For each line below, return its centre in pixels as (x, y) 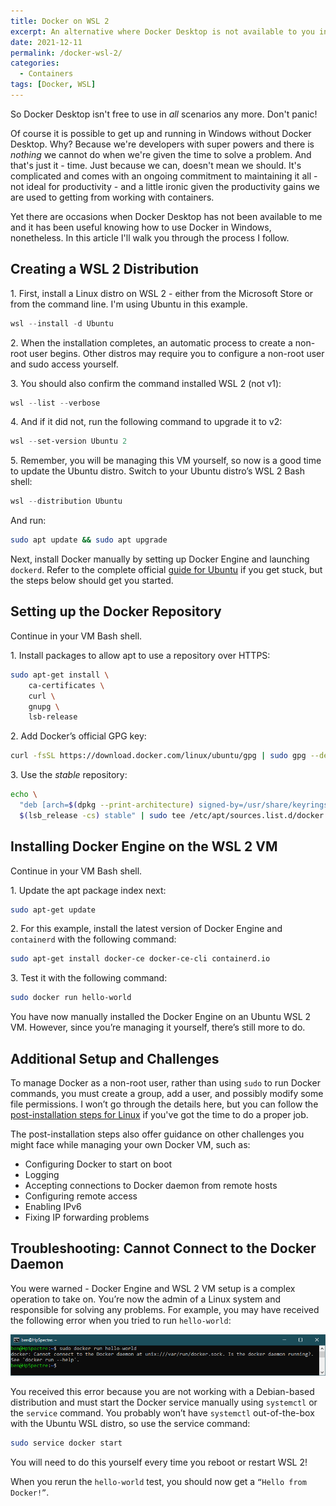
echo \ (24, 795)
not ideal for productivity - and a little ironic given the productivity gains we (165, 186)
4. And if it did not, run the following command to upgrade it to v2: (146, 422)
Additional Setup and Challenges (115, 1058)
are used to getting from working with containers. (112, 197)
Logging (42, 1174)
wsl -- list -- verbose (55, 403)
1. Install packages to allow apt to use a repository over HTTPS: (140, 655)
